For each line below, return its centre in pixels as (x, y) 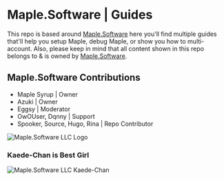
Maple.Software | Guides (80, 15)
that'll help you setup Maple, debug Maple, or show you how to (96, 41)
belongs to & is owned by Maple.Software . (67, 56)
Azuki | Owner (37, 102)
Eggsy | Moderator (44, 109)
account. (20, 48)
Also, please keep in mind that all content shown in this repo (119, 48)
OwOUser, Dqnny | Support (56, 116)
